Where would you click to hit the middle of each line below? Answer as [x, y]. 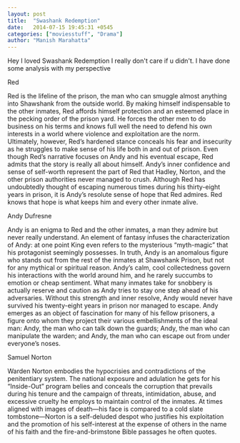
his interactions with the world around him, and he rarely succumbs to [110, 275]
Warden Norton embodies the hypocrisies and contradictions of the [106, 371]
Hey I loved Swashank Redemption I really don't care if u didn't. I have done [119, 61]
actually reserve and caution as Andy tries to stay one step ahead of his [113, 290]
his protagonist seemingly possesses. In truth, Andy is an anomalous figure [118, 253]
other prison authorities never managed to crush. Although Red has [106, 180]
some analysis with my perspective [59, 68]
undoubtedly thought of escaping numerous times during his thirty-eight [114, 187]
